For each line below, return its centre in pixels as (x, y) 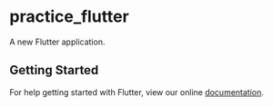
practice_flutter (69, 17)
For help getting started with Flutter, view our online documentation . (136, 92)
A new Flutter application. (57, 42)
